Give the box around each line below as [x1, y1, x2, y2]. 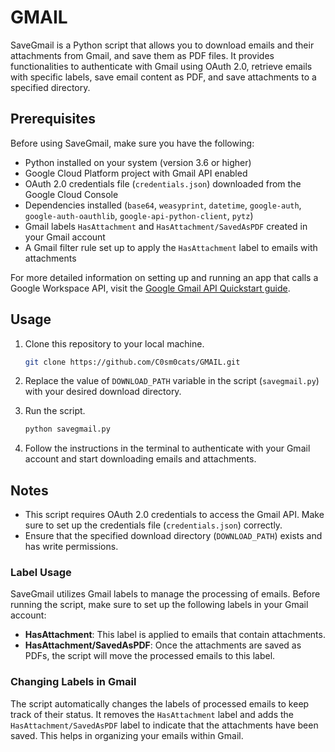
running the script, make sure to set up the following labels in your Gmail [10, 599, 309, 611]
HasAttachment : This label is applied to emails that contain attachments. [24, 629, 326, 641]
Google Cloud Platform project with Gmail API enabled [24, 167, 248, 179]
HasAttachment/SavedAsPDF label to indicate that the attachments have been [10, 719, 319, 731]
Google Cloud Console [24, 188, 119, 200]
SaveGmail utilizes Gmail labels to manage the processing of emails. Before [10, 588, 321, 600]
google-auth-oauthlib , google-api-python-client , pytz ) [24, 209, 254, 221]
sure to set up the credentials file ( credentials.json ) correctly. [24, 519, 283, 531]
